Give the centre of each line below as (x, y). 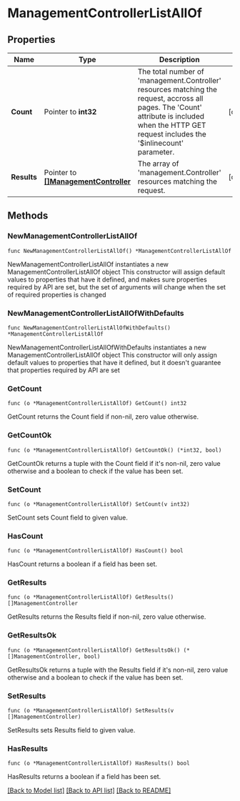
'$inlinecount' (161, 143)
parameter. (156, 152)
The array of (158, 164)
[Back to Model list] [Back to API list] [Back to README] (89, 790)
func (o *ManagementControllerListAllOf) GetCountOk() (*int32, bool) (115, 450)
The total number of (171, 71)
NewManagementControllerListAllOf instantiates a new (88, 264)
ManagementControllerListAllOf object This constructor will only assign (112, 354)
